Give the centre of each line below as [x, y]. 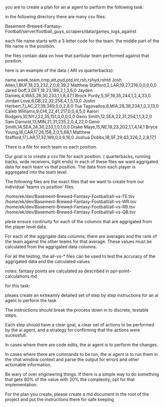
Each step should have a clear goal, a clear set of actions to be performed [80, 325]
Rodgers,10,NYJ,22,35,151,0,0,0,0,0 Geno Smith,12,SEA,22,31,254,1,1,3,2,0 [79, 116]
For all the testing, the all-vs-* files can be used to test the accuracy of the [80, 256]
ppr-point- [120, 271]
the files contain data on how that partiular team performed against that [77, 56]
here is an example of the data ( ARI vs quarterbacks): [59, 70]
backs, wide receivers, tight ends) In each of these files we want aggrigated [82, 161]
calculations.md [21, 276]
